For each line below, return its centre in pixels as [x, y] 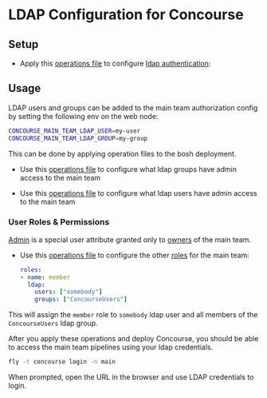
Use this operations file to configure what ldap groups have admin [128, 169]
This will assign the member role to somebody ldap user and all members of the [133, 315]
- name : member [45, 277]
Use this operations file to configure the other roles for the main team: [134, 255]
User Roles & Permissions [59, 222]
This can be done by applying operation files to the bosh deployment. [122, 153]
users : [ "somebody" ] [69, 292]
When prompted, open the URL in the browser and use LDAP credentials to [131, 377]
